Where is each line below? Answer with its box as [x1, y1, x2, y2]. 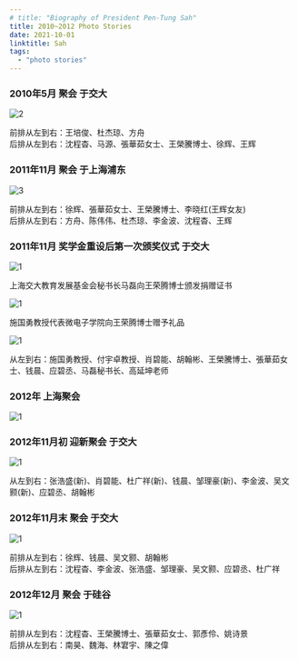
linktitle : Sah [9, 38, 67, 48]
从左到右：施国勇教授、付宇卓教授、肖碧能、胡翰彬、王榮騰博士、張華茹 [9, 354, 280, 364]
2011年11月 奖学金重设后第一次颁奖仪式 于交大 [9, 240, 210, 253]
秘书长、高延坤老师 [96, 364, 169, 375]
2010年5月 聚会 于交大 [9, 87, 107, 100]
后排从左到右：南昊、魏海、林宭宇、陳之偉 [9, 640, 169, 651]
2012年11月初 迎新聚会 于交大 [9, 435, 138, 448]
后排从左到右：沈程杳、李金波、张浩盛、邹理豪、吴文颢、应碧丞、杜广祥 [9, 563, 280, 574]
